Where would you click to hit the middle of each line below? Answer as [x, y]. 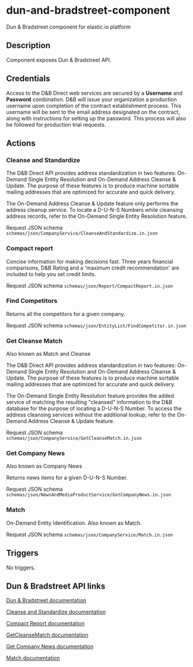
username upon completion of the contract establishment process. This [94, 105]
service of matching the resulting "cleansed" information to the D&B [89, 402]
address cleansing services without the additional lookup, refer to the [91, 415]
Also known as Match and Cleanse [48, 354]
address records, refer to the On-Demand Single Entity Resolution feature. [97, 216]
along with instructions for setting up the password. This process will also [96, 118]
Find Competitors [32, 301]
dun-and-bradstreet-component [88, 10]
